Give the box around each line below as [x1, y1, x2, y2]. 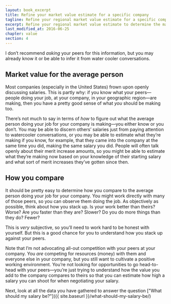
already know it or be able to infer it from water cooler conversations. [5, 55, 151, 61]
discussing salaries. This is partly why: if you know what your [5, 89, 134, 95]
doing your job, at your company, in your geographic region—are [21, 95, 157, 101]
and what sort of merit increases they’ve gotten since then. [5, 159, 129, 165]
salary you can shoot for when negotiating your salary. [5, 277, 120, 284]
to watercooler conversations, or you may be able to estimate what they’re [5, 131, 161, 138]
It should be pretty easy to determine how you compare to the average [5, 187, 154, 193]
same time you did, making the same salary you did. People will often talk [5, 143, 159, 149]
